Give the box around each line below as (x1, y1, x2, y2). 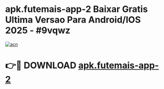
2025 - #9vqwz (5, 25, 71, 36)
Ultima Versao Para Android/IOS (5, 14, 141, 25)
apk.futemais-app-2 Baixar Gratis (5, 3, 148, 15)
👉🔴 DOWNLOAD (5, 60, 76, 71)
